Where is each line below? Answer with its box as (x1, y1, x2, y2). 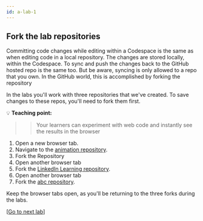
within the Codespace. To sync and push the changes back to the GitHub (6, 60, 189, 67)
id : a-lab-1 (6, 8, 36, 15)
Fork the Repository (15, 153, 65, 160)
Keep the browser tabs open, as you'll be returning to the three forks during (6, 190, 195, 197)
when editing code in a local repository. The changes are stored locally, (6, 54, 185, 61)
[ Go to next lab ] (6, 208, 45, 216)
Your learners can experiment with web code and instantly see (36, 122, 193, 129)
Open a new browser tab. (15, 140, 79, 147)
